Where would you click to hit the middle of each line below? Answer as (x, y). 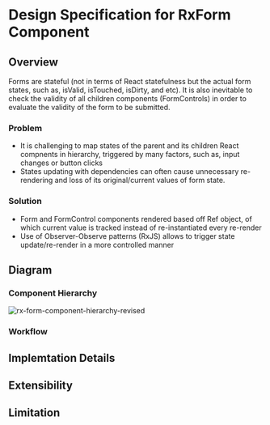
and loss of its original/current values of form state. (140, 181)
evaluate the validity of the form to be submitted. (90, 107)
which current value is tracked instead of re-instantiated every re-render (141, 227)
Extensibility (40, 385)
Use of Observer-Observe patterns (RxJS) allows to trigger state (127, 236)
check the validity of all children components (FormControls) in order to (127, 98)
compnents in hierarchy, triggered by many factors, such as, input (130, 155)
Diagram (30, 270)
